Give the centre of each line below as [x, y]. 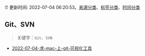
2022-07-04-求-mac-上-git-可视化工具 [52, 48]
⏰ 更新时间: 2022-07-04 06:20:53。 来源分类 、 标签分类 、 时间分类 [72, 7]
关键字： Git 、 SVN [35, 37]
